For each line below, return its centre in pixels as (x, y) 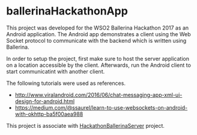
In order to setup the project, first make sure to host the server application (98, 58)
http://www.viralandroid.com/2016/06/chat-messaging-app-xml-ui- (98, 95)
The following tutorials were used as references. (66, 83)
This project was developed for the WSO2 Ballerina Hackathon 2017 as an (98, 28)
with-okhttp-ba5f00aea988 (49, 114)
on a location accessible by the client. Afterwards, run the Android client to (98, 65)
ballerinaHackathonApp (67, 11)
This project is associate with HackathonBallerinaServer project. (86, 125)
